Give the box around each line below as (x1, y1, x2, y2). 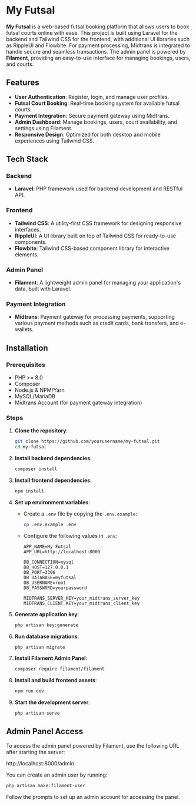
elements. (14, 251, 39, 258)
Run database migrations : (14, 633, 79, 640)
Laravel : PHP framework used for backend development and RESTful (14, 185, 183, 192)
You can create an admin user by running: (6, 771, 108, 778)
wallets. (14, 326, 34, 333)
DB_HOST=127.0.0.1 (23, 564, 69, 570)
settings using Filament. (14, 124, 73, 131)
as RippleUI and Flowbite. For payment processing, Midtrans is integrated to (6, 42, 190, 49)
